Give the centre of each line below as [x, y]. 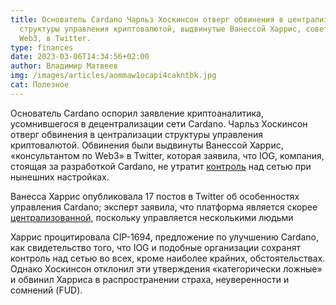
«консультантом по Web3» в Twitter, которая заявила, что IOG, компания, [167, 155]
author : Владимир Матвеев [64, 66]
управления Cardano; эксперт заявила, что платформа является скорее [164, 207]
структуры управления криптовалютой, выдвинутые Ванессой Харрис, [160, 29]
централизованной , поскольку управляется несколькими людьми [152, 217]
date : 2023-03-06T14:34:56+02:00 [80, 57]
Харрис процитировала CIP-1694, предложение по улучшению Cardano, [165, 237]
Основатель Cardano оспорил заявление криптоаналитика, [137, 113]
